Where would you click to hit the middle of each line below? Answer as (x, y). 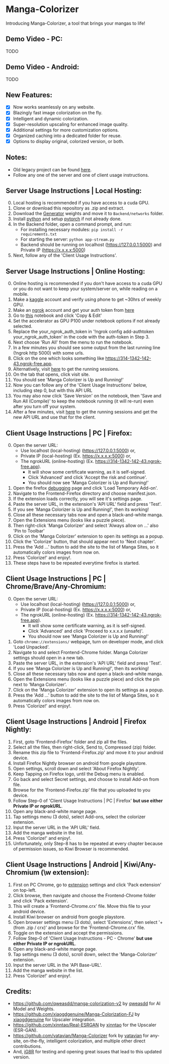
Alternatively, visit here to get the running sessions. (66, 369)
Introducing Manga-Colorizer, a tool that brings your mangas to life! (75, 23)
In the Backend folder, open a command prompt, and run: (72, 224)
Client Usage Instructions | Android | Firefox (76, 722)
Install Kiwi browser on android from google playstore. (69, 917)
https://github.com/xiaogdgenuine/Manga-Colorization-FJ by (76, 1014)
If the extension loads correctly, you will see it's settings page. (78, 499)
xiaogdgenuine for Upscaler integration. (54, 1020)
